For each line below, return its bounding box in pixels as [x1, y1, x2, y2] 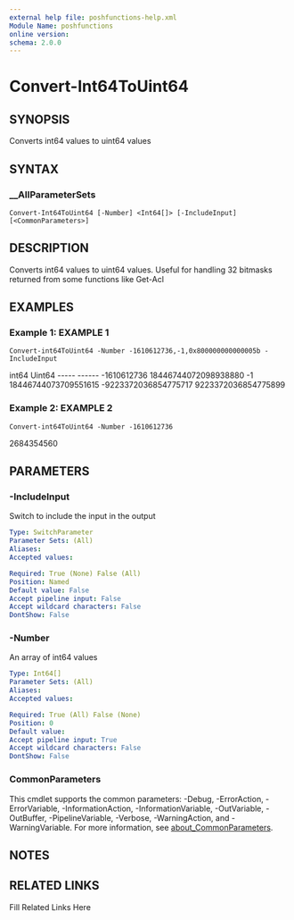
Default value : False [9, 586, 90, 595]
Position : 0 [9, 718, 53, 728]
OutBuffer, [9, 812, 47, 823]
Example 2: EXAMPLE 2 [9, 402, 113, 414]
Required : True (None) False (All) [9, 569, 142, 578]
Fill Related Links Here [9, 901, 92, 912]
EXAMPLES [9, 300, 74, 315]
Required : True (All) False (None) [9, 710, 142, 719]
